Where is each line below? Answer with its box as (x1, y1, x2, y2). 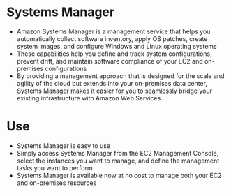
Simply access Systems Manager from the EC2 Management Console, (16, 149, 219, 157)
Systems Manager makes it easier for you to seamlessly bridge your (16, 87, 212, 95)
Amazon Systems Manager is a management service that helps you (16, 27, 211, 36)
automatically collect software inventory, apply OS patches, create (16, 34, 208, 43)
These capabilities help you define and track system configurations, (16, 50, 212, 58)
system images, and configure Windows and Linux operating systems (16, 42, 217, 50)
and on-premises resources (16, 179, 97, 187)
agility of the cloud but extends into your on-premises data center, (16, 79, 207, 87)
